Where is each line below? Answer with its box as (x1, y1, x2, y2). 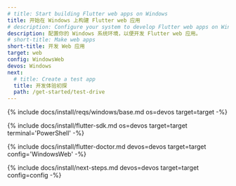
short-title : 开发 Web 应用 (7, 43, 86, 50)
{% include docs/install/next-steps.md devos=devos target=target (7, 164, 199, 172)
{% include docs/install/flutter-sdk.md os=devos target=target (7, 121, 188, 130)
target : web (7, 50, 42, 57)
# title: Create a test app (13, 75, 96, 83)
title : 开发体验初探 (13, 82, 67, 89)
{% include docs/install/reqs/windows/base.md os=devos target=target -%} (7, 108, 228, 117)
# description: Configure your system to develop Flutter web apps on (7, 23, 218, 30)
